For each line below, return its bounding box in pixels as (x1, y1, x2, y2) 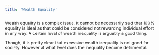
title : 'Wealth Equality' (5, 7, 57, 12)
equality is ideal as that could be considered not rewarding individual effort (5, 25, 154, 31)
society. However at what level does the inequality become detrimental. (5, 44, 147, 50)
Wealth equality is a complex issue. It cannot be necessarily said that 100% (5, 20, 155, 26)
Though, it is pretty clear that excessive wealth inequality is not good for (5, 39, 149, 45)
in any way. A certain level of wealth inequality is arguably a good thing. (5, 30, 148, 36)
